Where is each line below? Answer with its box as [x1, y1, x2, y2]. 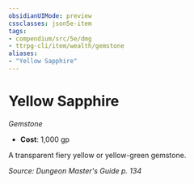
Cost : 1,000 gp [19, 135, 70, 144]
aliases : [8, 49, 38, 58]
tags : [8, 27, 27, 35]
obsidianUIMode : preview [8, 11, 92, 20]
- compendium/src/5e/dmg [8, 34, 92, 43]
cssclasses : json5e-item [8, 19, 92, 28]
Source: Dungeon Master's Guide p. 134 [8, 165, 142, 175]
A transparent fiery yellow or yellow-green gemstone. [8, 150, 187, 160]
